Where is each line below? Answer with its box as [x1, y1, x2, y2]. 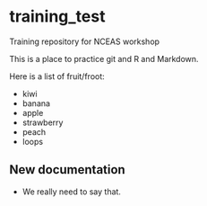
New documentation [9, 162, 125, 177]
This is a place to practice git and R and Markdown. [9, 53, 199, 64]
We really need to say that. [22, 186, 121, 197]
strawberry [22, 117, 64, 128]
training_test [9, 6, 106, 27]
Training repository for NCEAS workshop [9, 36, 160, 47]
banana [22, 97, 51, 109]
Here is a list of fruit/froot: [9, 70, 105, 82]
